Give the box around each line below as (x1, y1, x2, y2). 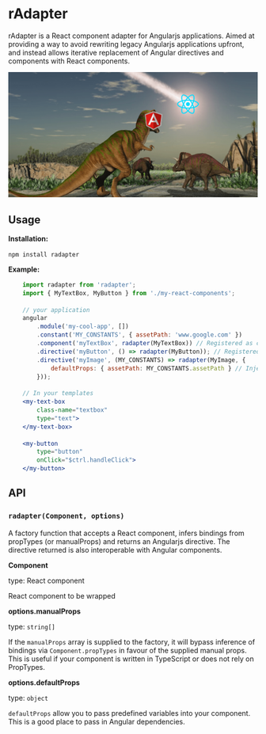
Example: (8, 264, 40, 274)
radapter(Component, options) (8, 512, 125, 521)
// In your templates (22, 390, 93, 397)
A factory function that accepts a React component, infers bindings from (8, 528, 245, 538)
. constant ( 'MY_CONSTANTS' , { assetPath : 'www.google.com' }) (36, 331, 243, 339)
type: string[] (8, 622, 55, 631)
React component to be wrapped (8, 591, 116, 600)
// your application (22, 306, 90, 314)
